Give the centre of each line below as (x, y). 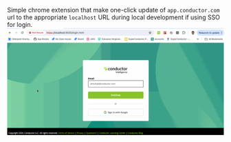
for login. (20, 24)
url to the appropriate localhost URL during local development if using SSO (114, 17)
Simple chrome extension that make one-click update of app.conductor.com (113, 10)
